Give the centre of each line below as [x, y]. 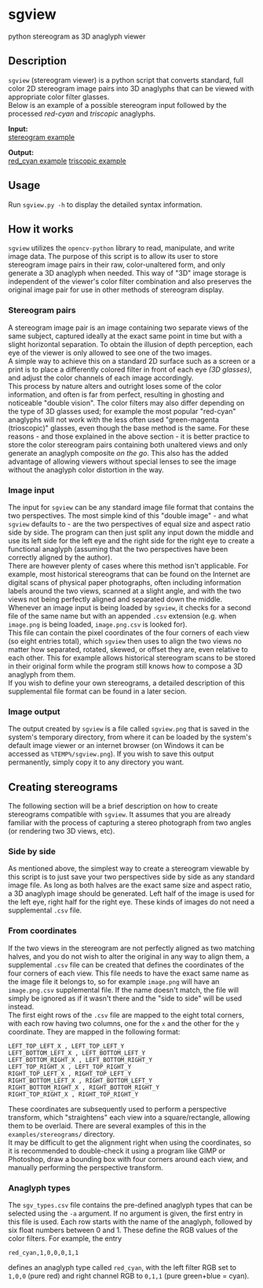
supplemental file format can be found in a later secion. [97, 691]
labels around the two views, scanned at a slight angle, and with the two [125, 590]
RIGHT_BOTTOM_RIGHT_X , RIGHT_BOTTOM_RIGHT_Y [84, 1087]
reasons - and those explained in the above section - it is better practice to [129, 436]
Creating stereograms [63, 787]
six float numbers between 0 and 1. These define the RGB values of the [123, 1230]
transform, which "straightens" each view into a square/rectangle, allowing [129, 1117]
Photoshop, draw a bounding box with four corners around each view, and [128, 1159]
